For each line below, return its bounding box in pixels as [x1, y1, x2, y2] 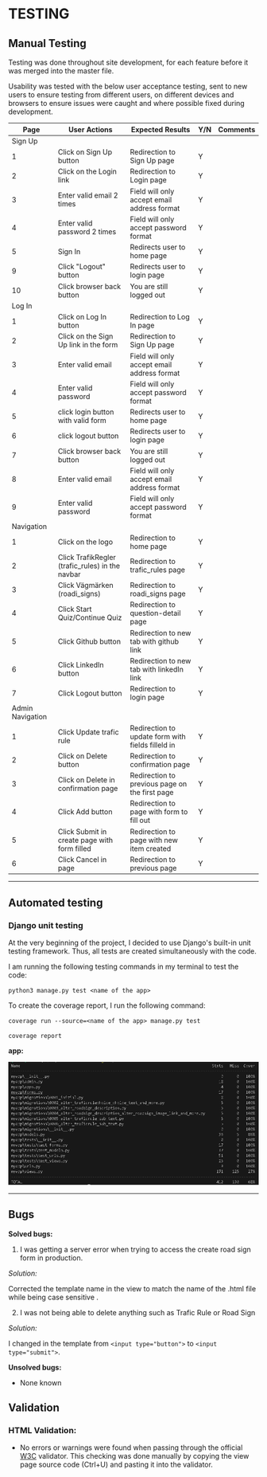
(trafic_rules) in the [57, 561, 121, 570]
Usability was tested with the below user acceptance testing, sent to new [8, 81, 248, 91]
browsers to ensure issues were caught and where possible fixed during [8, 99, 245, 108]
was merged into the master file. [8, 66, 114, 76]
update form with [130, 731, 187, 741]
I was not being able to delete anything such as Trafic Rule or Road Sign [19, 1307, 256, 1317]
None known [19, 1377, 62, 1387]
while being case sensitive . [8, 1292, 99, 1302]
